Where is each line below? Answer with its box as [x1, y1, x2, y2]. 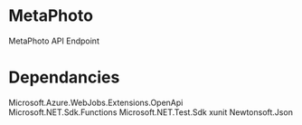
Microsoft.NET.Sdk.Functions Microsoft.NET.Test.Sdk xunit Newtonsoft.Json [8, 106, 293, 118]
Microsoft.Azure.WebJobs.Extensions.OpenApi [8, 97, 184, 108]
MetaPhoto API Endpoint [8, 35, 100, 46]
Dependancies [8, 67, 120, 88]
